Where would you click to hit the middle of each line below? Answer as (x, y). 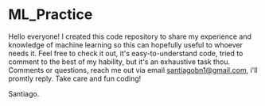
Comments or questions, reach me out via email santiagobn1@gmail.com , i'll (133, 70)
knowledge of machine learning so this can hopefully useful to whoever (126, 44)
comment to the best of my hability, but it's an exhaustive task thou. (119, 62)
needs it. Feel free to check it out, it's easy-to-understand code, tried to (126, 53)
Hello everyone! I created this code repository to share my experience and (130, 36)
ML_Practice (51, 15)
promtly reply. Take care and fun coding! (75, 78)
